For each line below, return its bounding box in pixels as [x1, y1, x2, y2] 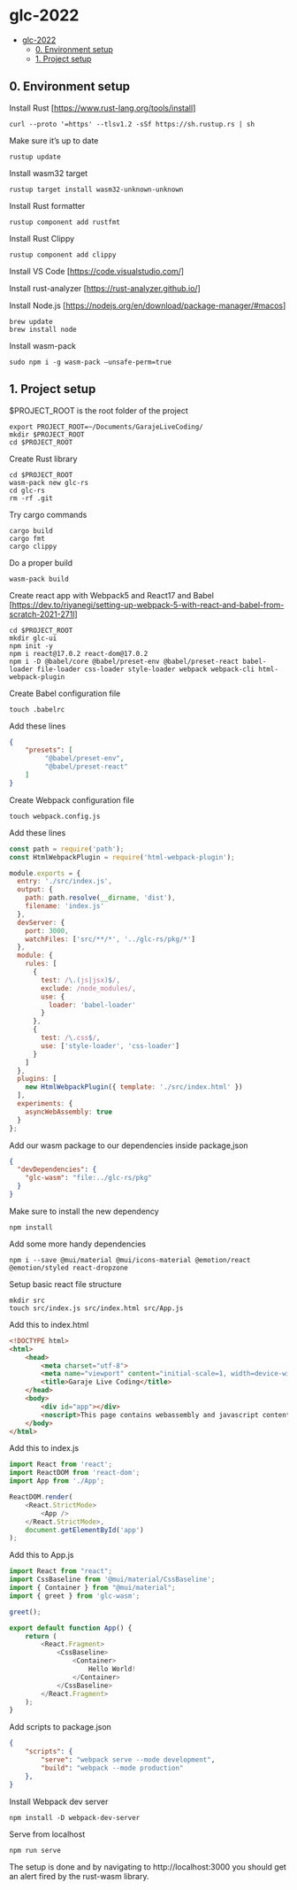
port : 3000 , [25, 926, 69, 935]
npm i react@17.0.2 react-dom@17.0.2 [9, 649, 148, 658]
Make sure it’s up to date [9, 135, 99, 146]
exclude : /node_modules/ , [41, 984, 137, 992]
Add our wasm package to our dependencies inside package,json [9, 1139, 249, 1151]
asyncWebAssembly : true [25, 1107, 113, 1116]
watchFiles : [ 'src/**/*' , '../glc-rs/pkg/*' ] [25, 935, 196, 944]
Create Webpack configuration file [9, 794, 134, 806]
